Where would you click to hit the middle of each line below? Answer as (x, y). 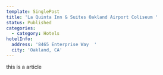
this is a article (24, 67)
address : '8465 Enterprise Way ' (54, 45)
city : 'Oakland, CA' (37, 50)
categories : (21, 28)
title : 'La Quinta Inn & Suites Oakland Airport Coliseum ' (82, 17)
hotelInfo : (20, 39)
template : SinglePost (33, 12)
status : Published (29, 22)
